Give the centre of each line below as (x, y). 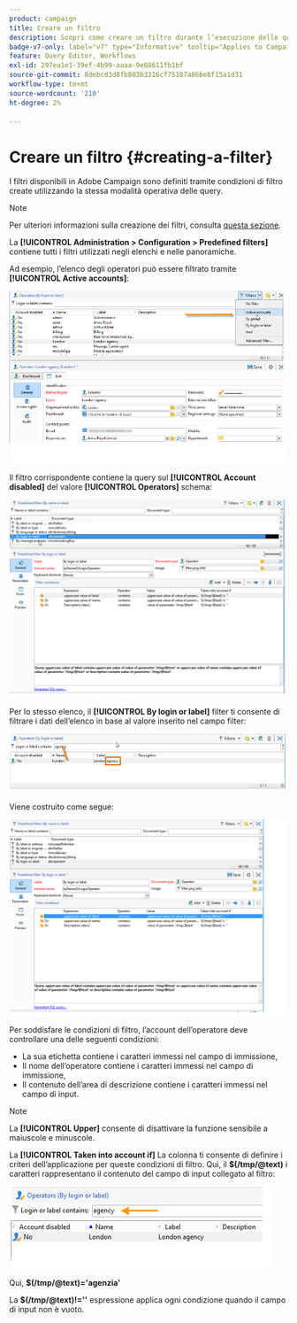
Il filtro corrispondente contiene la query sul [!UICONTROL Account (133, 477)
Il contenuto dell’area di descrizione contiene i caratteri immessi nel (145, 1085)
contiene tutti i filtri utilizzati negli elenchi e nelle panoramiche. (123, 251)
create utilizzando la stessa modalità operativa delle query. (116, 191)
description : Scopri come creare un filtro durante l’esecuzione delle (144, 37)
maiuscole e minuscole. (52, 1138)
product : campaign (43, 19)
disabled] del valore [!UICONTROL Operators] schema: (110, 486)
